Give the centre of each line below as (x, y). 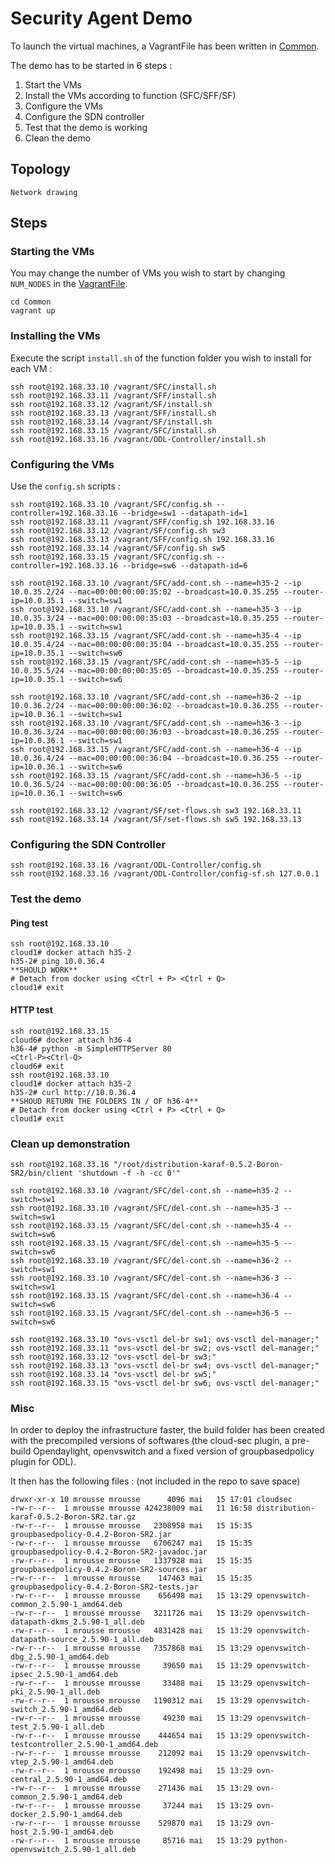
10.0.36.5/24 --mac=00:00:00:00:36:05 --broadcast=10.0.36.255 (145, 785)
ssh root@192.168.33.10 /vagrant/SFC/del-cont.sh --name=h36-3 (145, 1278)
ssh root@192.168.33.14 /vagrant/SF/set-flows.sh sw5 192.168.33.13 (156, 820)
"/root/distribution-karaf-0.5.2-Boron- (198, 1164)
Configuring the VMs (62, 464)
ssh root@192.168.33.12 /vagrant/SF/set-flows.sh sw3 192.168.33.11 (156, 811)
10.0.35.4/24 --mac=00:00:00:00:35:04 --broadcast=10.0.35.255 (145, 645)
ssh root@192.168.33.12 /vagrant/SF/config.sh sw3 (118, 531)
